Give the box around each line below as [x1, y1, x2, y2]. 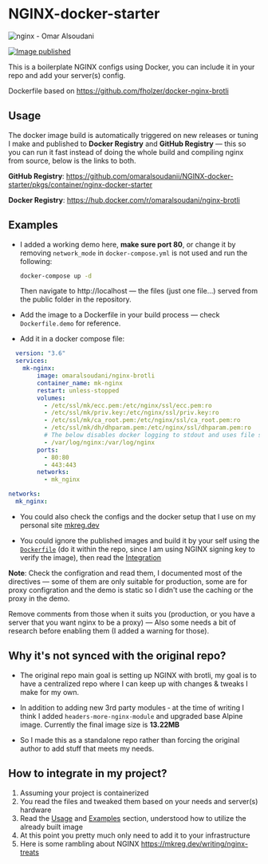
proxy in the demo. [8, 594, 70, 603]
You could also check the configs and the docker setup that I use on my [19, 511, 257, 521]
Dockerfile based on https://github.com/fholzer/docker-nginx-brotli [8, 85, 229, 96]
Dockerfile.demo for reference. [19, 318, 121, 328]
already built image [19, 822, 84, 831]
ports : [37, 446, 59, 454]
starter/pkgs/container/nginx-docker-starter [8, 180, 153, 189]
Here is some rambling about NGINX [19, 838, 140, 848]
